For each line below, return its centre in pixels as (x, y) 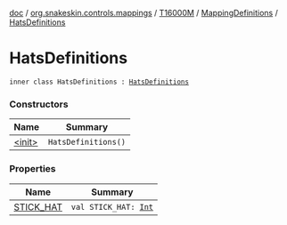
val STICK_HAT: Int (112, 207)
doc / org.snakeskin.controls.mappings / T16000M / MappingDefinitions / (143, 13)
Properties (33, 169)
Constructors (39, 104)
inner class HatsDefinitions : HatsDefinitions (99, 82)
